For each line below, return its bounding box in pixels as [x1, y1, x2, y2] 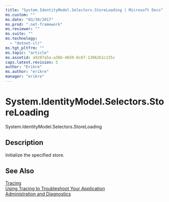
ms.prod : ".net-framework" [5, 21, 63, 27]
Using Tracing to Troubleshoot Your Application [5, 186, 105, 192]
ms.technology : [5, 36, 38, 41]
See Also [5, 167, 34, 175]
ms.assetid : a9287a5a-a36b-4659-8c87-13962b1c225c [5, 55, 115, 60]
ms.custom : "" [5, 12, 36, 17]
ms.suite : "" [5, 31, 33, 36]
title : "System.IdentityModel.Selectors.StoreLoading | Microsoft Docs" [5, 7, 163, 13]
